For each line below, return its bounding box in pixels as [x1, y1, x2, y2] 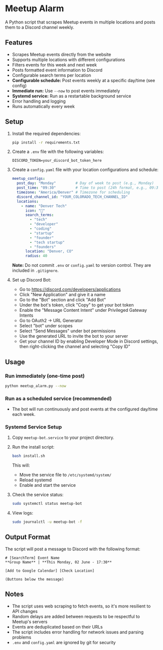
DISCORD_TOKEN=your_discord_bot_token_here [12, 158, 102, 163]
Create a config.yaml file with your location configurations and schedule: [12, 167, 159, 173]
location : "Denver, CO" [25, 249, 74, 254]
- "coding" [30, 226, 52, 231]
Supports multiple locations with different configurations [12, 57, 126, 63]
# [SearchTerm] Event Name [5, 555, 60, 560]
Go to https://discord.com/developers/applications [19, 286, 121, 292]
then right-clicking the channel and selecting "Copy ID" [19, 344, 130, 349]
